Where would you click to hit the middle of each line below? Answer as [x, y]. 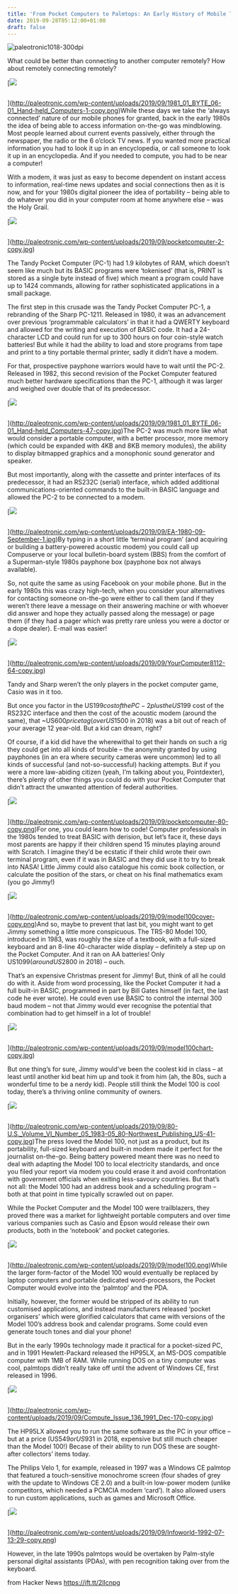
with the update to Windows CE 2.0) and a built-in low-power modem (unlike [119, 1483]
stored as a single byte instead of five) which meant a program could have [116, 278]
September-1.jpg [32, 539]
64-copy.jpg [25, 670]
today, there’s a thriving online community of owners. [85, 1092]
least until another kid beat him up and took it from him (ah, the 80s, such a [117, 1077]
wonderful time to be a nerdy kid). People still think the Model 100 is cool [114, 1084]
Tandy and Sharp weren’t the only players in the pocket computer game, [113, 685]
